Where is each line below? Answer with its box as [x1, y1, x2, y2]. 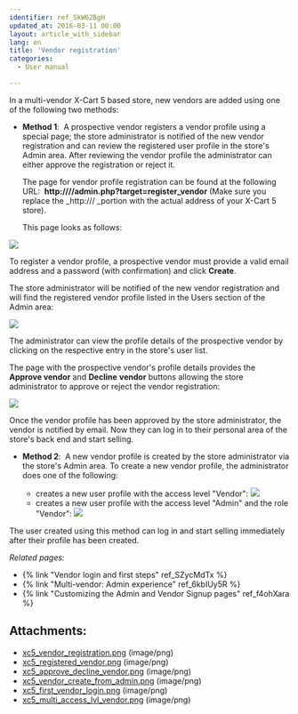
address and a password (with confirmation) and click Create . [9, 265, 237, 276]
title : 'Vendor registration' [9, 46, 122, 55]
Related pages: [9, 552, 65, 563]
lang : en [9, 37, 42, 47]
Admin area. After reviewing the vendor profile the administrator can [21, 149, 273, 160]
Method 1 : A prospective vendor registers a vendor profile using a [21, 121, 266, 132]
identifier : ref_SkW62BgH [9, 12, 105, 22]
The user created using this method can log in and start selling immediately [9, 525, 286, 536]
